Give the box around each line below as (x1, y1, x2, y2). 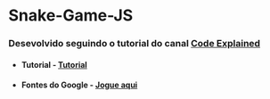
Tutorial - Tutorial (20, 59, 88, 70)
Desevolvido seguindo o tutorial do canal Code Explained (8, 37, 260, 50)
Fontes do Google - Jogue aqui (20, 79, 138, 90)
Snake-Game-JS (8, 5, 134, 26)
